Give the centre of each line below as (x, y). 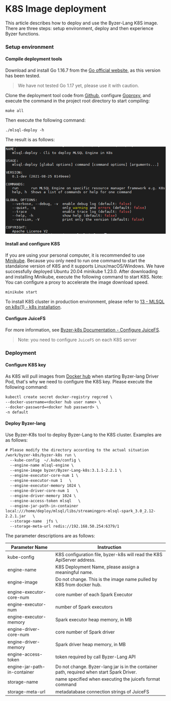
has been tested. (23, 76)
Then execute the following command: (46, 120)
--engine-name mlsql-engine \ (42, 466)
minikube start (21, 292)
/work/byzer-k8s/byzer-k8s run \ (41, 455)
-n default (17, 412)
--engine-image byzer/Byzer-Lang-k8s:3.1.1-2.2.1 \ (66, 471)
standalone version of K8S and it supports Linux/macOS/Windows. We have (85, 266)
